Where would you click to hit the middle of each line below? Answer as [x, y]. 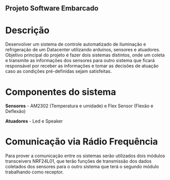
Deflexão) [16, 111]
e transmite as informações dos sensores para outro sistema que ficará [80, 61]
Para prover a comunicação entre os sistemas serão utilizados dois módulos [85, 156]
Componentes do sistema [61, 92]
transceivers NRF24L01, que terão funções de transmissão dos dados [78, 161]
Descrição [27, 30]
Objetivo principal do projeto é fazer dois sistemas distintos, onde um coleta [85, 55]
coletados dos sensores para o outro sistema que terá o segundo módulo [82, 167]
